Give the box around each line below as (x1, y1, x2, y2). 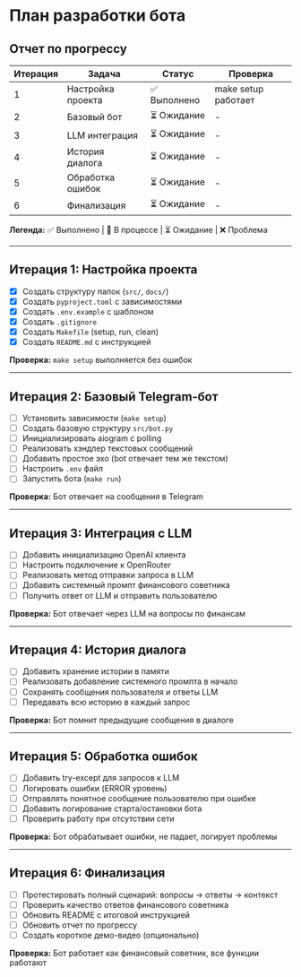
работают (9, 956, 47, 968)
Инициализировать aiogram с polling (21, 433, 162, 444)
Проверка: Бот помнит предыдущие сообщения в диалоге (9, 714, 235, 725)
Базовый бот (66, 110, 123, 123)
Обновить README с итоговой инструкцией (21, 909, 191, 920)
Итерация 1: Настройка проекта (9, 262, 198, 278)
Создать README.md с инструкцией (21, 337, 151, 348)
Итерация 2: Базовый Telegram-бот (9, 389, 219, 404)
